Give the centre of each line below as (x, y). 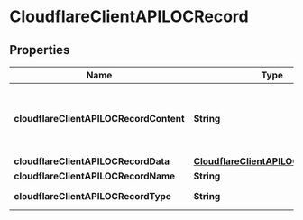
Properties (40, 50)
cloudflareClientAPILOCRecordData (92, 161)
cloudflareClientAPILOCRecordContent (99, 119)
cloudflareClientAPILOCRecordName (95, 176)
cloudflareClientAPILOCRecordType (92, 196)
